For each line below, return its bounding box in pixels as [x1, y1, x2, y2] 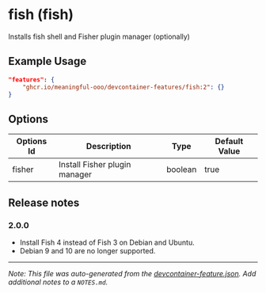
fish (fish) [8, 6, 74, 24]
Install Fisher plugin [58, 159, 131, 170]
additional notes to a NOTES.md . [8, 277, 108, 287]
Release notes [8, 196, 80, 209]
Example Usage [8, 55, 87, 68]
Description [85, 141, 132, 152]
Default [215, 136, 244, 147]
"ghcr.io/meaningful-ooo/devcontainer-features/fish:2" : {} [22, 83, 225, 91]
